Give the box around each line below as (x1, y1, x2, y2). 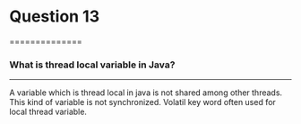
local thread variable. (9, 106, 88, 118)
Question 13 (9, 6, 100, 27)
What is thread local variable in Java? (9, 58, 176, 71)
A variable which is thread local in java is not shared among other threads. (9, 87, 283, 98)
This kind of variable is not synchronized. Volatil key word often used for (9, 97, 276, 108)
